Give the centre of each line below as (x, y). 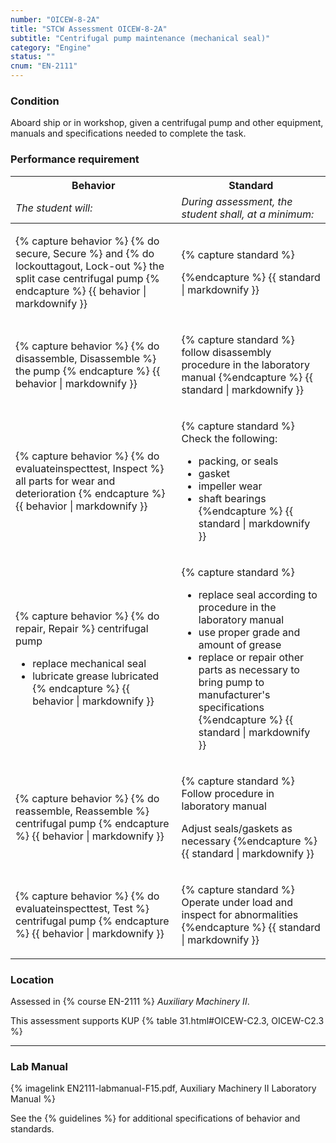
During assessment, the (237, 201)
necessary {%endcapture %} (249, 841)
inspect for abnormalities (240, 914)
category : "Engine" (51, 47)
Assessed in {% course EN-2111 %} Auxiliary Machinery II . (130, 1001)
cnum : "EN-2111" (44, 66)
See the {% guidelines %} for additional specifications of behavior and (155, 1118)
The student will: (54, 208)
